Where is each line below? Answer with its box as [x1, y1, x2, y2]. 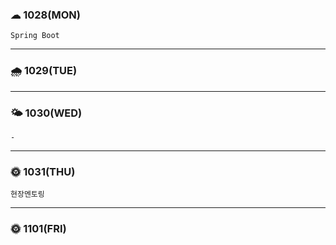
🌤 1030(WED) [10, 106, 83, 120]
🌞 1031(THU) [10, 164, 76, 178]
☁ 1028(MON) [10, 8, 81, 22]
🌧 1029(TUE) [10, 64, 78, 78]
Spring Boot [10, 31, 60, 41]
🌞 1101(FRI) [10, 222, 67, 236]
